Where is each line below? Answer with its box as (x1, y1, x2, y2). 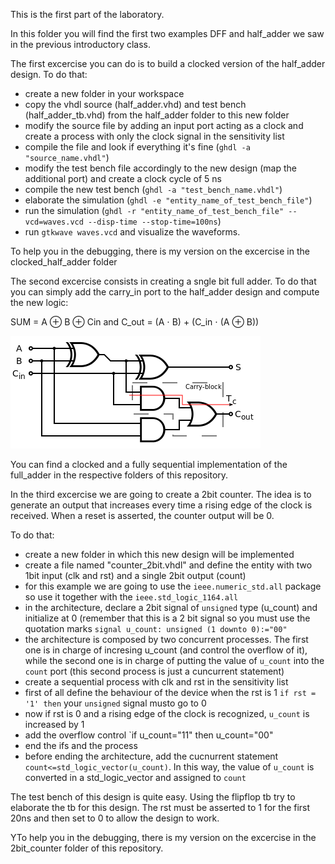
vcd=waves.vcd (24, 217, 84, 227)
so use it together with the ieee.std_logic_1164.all (24, 591, 239, 603)
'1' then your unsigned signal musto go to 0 (24, 697, 207, 709)
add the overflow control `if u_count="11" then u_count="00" (24, 729, 274, 741)
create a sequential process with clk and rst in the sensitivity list (24, 676, 289, 688)
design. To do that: (10, 69, 88, 80)
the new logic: (10, 297, 69, 308)
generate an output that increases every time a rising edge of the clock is (10, 499, 313, 511)
